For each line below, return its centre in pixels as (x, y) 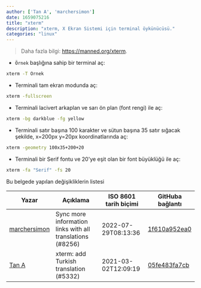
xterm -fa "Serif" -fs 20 (38, 170)
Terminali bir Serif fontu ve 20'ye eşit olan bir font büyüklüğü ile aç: (98, 159)
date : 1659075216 (28, 17)
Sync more (71, 214)
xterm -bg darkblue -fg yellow (45, 118)
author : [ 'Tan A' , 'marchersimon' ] (51, 12)
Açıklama (76, 200)
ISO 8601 (122, 196)
